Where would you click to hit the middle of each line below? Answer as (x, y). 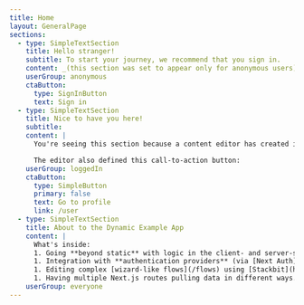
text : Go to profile (72, 203)
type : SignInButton (70, 93)
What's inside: (62, 244)
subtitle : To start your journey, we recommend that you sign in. (153, 60)
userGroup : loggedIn (64, 168)
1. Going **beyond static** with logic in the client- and (147, 253)
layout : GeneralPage (48, 26)
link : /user (56, 211)
